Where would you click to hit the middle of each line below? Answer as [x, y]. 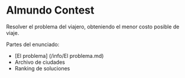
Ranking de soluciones [42, 68]
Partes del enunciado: [33, 44]
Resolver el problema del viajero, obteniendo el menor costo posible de [93, 27]
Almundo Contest [50, 10]
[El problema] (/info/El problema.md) [59, 56]
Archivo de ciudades [40, 62]
